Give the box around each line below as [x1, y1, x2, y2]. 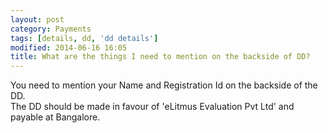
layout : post [10, 14, 65, 25]
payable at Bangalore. [10, 111, 101, 123]
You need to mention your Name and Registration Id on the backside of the [10, 79, 318, 91]
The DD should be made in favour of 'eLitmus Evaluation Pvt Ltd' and [10, 101, 295, 113]
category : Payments [10, 24, 92, 34]
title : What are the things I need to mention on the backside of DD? [10, 52, 311, 62]
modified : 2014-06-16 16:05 [10, 42, 128, 53]
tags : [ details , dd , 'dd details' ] [10, 33, 159, 43]
